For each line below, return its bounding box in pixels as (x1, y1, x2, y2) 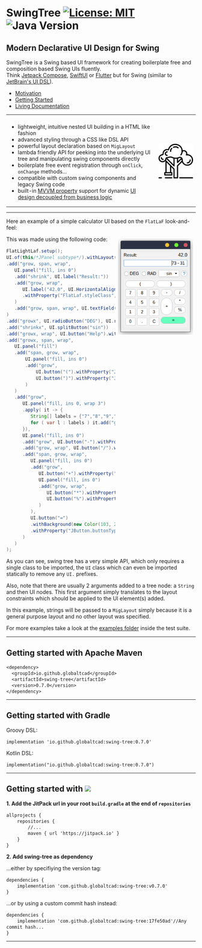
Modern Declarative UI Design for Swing (6, 43, 160, 53)
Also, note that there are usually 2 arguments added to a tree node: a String (6, 582, 194, 590)
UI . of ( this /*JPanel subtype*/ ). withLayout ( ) (6, 255, 165, 261)
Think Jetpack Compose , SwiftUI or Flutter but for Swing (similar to (6, 72, 173, 78)
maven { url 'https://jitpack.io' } (28, 830, 120, 837)
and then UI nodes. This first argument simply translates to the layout (6, 588, 177, 596)
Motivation (14, 90, 42, 96)
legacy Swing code (17, 181, 65, 188)
